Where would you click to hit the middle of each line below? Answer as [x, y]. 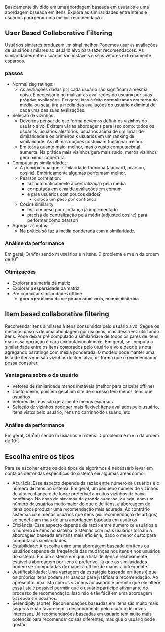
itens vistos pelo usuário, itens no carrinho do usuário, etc [71, 412]
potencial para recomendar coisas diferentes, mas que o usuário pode [83, 619]
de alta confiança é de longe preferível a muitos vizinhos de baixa [79, 493]
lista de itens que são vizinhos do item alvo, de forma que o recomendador [81, 357]
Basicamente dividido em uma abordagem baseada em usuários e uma [77, 7]
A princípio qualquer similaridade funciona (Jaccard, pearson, [82, 168]
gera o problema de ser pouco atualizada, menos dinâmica [79, 299]
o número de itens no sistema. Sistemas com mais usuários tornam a [82, 530]
